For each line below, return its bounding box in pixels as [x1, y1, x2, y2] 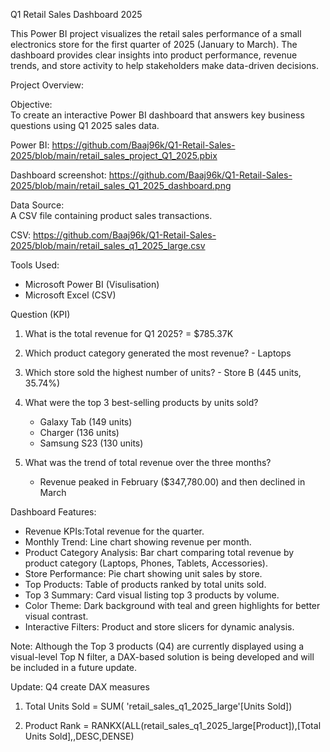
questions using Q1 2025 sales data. [10, 120, 160, 131]
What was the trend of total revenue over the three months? [24, 457, 272, 468]
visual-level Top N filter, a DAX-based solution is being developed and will [10, 651, 315, 663]
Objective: [10, 99, 53, 110]
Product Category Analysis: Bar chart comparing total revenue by [24, 547, 295, 558]
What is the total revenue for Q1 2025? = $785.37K [24, 328, 234, 339]
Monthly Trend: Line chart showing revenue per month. [24, 536, 252, 548]
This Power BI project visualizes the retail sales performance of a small [10, 28, 302, 39]
